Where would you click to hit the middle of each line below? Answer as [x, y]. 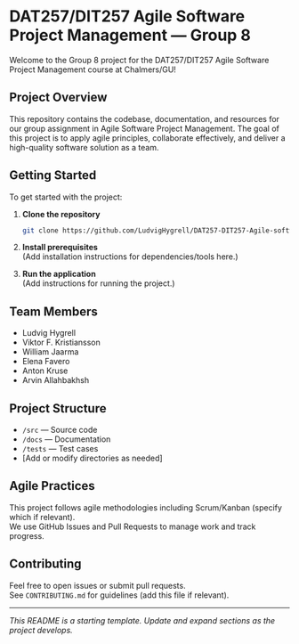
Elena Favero [46, 362]
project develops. [41, 630]
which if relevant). [42, 517]
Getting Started [53, 175]
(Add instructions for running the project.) [98, 283]
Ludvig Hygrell [49, 333]
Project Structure [58, 408]
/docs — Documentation [66, 439]
